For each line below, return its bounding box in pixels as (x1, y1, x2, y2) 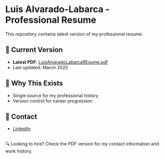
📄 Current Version (5, 45, 63, 54)
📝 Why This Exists (5, 79, 63, 88)
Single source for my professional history (12, 92, 99, 98)
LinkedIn (12, 126, 31, 132)
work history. (5, 148, 33, 154)
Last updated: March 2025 (12, 64, 68, 70)
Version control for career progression (12, 97, 93, 104)
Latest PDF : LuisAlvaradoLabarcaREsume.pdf (12, 59, 108, 65)
